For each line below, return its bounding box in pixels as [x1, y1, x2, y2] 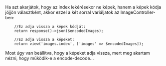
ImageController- [120, 9, 156, 15]
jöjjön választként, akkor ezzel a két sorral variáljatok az [5, 9, 120, 15]
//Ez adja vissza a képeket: [14, 37, 75, 42]
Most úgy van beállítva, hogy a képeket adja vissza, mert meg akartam [5, 50, 151, 56]
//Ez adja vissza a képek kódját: [14, 24, 86, 29]
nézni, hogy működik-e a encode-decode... [5, 55, 94, 61]
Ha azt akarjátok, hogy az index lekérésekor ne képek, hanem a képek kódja [5, 4, 162, 10]
